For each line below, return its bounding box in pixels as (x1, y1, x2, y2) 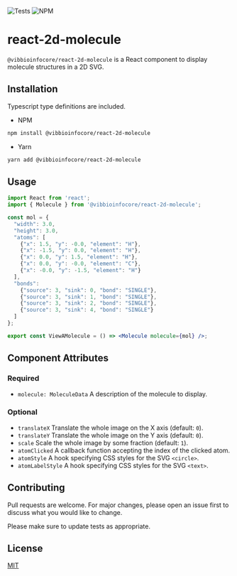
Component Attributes (7, 352, 109, 364)
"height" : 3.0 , (13, 227, 59, 234)
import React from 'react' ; (7, 195, 91, 202)
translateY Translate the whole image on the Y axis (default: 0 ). (17, 430, 204, 440)
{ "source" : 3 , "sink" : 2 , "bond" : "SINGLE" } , (20, 300, 158, 307)
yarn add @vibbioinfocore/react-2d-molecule (7, 156, 141, 163)
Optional (7, 407, 38, 417)
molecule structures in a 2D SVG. (7, 63, 104, 71)
